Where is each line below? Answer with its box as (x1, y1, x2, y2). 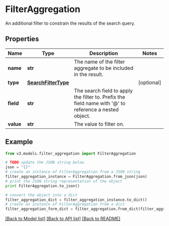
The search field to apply (73, 87, 133, 94)
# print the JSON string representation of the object (5, 179, 123, 184)
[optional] (138, 79, 161, 86)
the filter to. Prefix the (73, 93, 126, 100)
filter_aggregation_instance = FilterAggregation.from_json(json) (5, 174, 147, 179)
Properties (5, 35, 39, 43)
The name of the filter (73, 58, 125, 65)
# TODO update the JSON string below (5, 160, 84, 165)
